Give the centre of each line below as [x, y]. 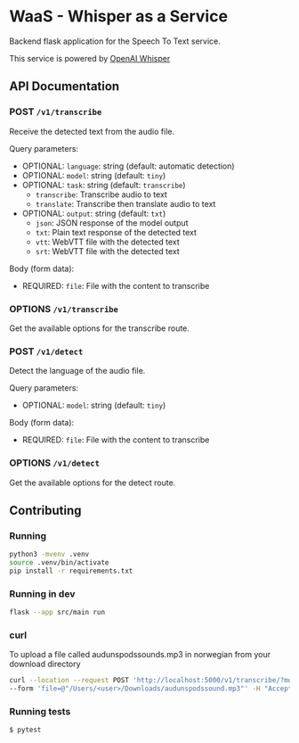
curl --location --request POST [69, 681]
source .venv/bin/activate [59, 563]
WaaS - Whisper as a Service [119, 17]
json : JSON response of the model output [112, 223]
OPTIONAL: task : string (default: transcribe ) [104, 185]
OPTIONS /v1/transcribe [64, 309]
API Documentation [65, 87]
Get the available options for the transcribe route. [99, 328]
